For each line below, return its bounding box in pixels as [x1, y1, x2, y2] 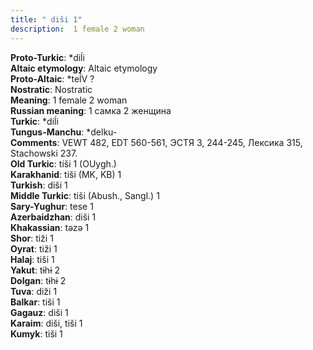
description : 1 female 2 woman [10, 24, 145, 34]
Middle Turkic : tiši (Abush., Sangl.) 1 [10, 189, 160, 201]
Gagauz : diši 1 [10, 306, 69, 318]
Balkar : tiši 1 [10, 296, 61, 308]
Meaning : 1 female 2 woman [10, 94, 128, 106]
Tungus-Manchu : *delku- [10, 126, 118, 138]
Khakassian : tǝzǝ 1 [10, 221, 90, 233]
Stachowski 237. [10, 147, 78, 159]
